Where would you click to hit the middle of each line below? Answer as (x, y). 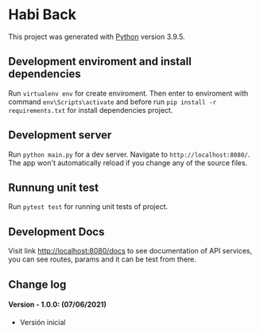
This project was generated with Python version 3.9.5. (97, 37)
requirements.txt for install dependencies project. (91, 110)
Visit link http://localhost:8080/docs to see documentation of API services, (130, 251)
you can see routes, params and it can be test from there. (103, 259)
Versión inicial (43, 322)
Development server (60, 136)
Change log (37, 284)
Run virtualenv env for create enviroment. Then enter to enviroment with (128, 93)
